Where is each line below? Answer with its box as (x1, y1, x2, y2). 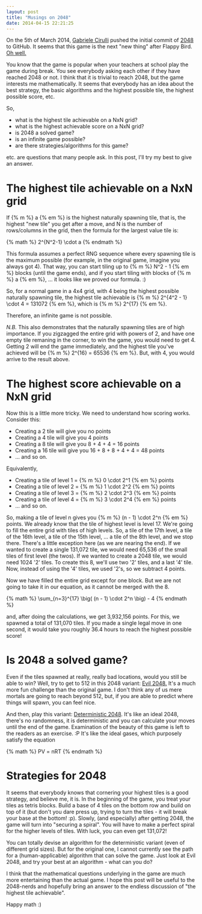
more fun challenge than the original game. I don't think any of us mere (6, 686, 182, 693)
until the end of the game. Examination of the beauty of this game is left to (6, 723, 190, 731)
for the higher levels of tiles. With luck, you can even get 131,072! (6, 827, 167, 835)
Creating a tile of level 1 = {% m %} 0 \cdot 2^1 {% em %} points (14, 477, 174, 484)
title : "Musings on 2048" (6, 14, 71, 20)
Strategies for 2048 (6, 769, 107, 783)
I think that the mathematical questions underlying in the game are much (6, 870, 186, 877)
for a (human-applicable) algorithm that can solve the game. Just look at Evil (6, 852, 196, 859)
